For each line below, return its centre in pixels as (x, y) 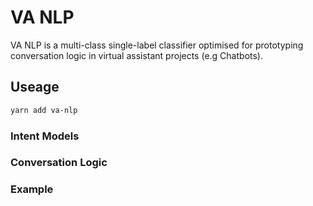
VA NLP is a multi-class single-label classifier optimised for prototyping (157, 45)
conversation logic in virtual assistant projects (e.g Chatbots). (137, 55)
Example (32, 189)
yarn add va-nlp (44, 110)
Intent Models (45, 136)
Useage (35, 87)
